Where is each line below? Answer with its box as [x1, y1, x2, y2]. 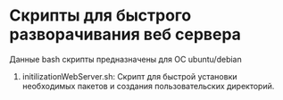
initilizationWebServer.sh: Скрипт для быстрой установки [21, 71, 238, 81]
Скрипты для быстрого [9, 5, 192, 26]
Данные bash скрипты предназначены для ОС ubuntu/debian [9, 54, 243, 64]
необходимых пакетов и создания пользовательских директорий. [21, 80, 275, 91]
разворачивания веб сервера [9, 24, 241, 45]
